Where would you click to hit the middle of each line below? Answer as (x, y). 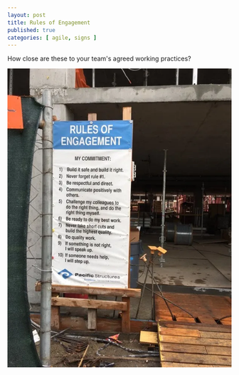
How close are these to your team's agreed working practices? (100, 59)
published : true (31, 30)
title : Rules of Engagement (49, 22)
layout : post (27, 15)
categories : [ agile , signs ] (52, 38)
